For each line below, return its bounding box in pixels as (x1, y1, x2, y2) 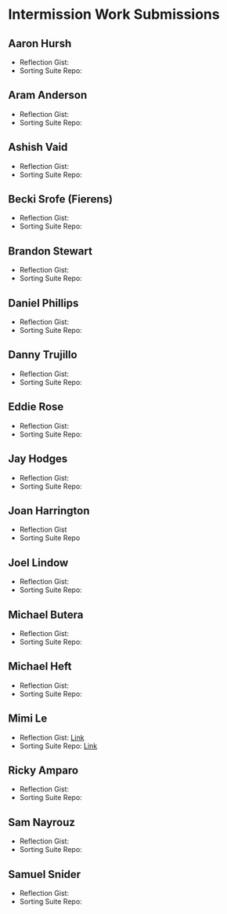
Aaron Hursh (8, 37, 72, 50)
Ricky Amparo (8, 763, 79, 777)
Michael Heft (8, 660, 72, 673)
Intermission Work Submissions (8, 5, 221, 24)
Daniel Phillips (8, 296, 79, 309)
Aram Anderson (8, 89, 88, 102)
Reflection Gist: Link (19, 733, 85, 742)
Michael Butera (8, 608, 84, 621)
